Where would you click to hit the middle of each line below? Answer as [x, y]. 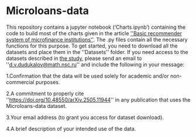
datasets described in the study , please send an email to [74, 58]
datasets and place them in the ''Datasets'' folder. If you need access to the [97, 52]
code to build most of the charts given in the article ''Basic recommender [94, 33]
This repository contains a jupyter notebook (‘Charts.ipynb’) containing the [96, 27]
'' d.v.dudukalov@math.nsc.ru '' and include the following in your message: [95, 64]
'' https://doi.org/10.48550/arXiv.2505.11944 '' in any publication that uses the [98, 100]
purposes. [48, 82]
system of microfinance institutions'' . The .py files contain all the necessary [97, 39]
